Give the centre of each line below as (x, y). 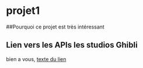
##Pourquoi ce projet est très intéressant (55, 27)
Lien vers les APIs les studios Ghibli (72, 45)
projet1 (23, 11)
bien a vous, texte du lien (36, 59)
